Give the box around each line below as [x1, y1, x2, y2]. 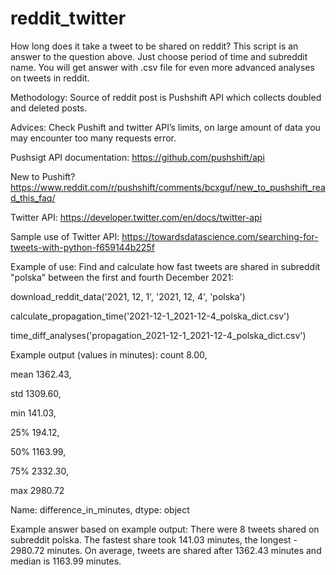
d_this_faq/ [10, 192, 56, 204]
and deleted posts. [10, 102, 88, 114]
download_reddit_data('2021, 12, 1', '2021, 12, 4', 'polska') [10, 290, 246, 302]
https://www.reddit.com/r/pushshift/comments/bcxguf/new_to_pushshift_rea [10, 181, 326, 193]
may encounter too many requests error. [10, 132, 177, 144]
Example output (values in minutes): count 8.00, [10, 348, 208, 361]
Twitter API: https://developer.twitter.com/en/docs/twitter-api [10, 211, 263, 223]
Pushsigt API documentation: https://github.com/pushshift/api [10, 151, 265, 163]
